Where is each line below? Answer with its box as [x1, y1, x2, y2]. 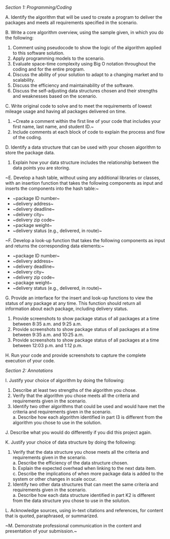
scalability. [12, 77, 36, 83]
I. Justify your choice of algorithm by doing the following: [5, 378, 125, 383]
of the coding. [12, 134, 42, 140]
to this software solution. [12, 50, 64, 56]
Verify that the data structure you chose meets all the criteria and [12, 449, 149, 455]
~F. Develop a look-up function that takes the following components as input [5, 238, 165, 243]
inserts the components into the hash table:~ [5, 185, 99, 191]
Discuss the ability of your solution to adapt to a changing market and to [12, 72, 163, 78]
